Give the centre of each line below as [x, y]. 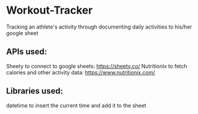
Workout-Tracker [50, 10]
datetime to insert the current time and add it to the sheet [76, 105]
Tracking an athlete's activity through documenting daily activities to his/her [99, 27]
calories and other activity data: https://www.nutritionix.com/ [81, 72]
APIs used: [27, 52]
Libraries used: [35, 91]
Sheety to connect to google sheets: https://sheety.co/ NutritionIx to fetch [97, 66]
